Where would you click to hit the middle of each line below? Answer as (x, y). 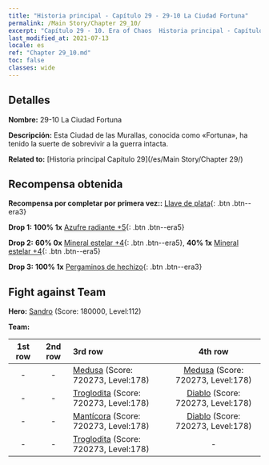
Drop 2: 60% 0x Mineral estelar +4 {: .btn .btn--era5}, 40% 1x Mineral (123, 243)
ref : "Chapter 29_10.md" (50, 53)
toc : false (26, 61)
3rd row (88, 351)
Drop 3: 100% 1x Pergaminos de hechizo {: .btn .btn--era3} (105, 267)
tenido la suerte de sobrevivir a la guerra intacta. (88, 143)
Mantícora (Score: (106, 416)
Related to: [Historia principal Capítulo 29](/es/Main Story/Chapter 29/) (126, 159)
